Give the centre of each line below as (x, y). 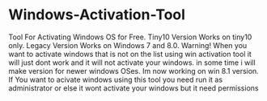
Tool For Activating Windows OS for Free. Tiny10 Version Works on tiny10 (130, 37)
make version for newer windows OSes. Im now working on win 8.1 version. (133, 71)
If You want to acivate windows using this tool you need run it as (116, 79)
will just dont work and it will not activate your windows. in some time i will (132, 63)
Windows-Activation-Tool (97, 15)
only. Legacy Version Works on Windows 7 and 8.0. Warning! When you (128, 45)
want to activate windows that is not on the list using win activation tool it (130, 54)
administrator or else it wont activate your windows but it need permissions (133, 88)
